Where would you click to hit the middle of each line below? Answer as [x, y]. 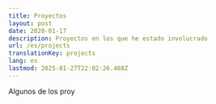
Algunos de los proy [42, 91]
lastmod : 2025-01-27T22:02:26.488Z [68, 69]
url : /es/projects [39, 46]
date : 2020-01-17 [38, 31]
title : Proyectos [38, 16]
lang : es [23, 61]
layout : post [30, 23]
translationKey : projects [52, 53]
